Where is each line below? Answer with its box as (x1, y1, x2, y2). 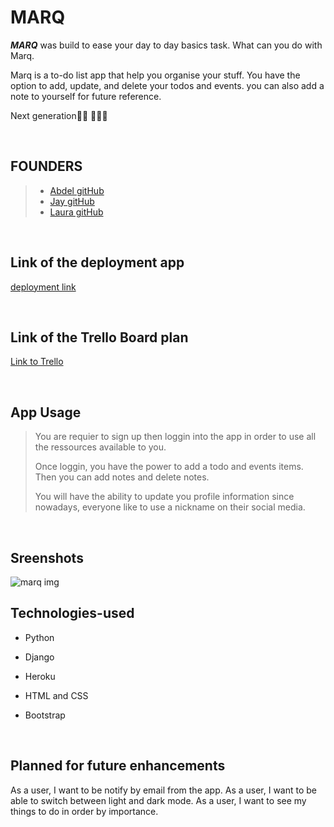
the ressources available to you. (34, 441, 167, 453)
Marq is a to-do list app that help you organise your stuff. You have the (10, 69, 301, 81)
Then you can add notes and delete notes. (34, 471, 210, 483)
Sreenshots (10, 549, 84, 566)
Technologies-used (10, 605, 135, 622)
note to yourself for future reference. (10, 90, 162, 102)
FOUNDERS (10, 158, 83, 175)
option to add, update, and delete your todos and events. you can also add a (10, 79, 325, 91)
